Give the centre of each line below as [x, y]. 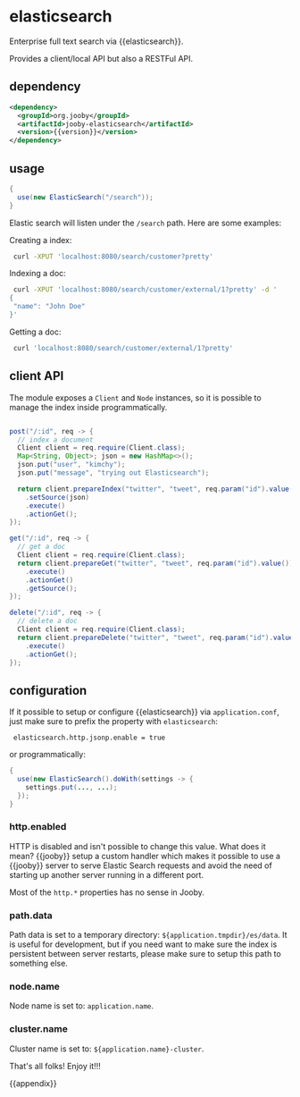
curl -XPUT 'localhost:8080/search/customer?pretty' [113, 257]
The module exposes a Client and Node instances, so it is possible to [135, 397]
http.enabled [38, 827]
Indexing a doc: [38, 274]
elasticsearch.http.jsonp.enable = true [89, 738]
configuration [48, 690]
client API [37, 376]
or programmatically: [48, 755]
